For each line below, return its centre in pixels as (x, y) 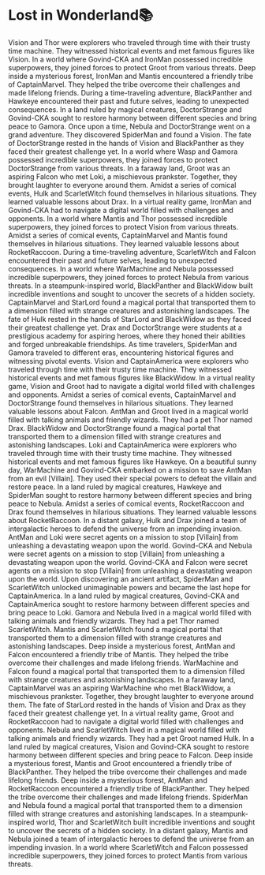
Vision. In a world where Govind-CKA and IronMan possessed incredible (125, 59)
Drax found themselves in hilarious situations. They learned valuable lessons (132, 512)
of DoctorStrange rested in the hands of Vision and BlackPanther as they (126, 143)
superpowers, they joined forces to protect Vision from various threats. (123, 226)
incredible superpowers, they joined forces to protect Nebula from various (129, 277)
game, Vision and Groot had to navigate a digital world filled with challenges (132, 386)
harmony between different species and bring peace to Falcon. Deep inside (131, 755)
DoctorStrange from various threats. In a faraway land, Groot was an (119, 168)
